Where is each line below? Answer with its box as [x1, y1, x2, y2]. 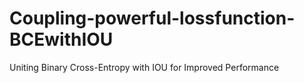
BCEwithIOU [9, 28, 114, 51]
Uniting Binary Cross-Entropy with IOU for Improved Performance [9, 61, 280, 73]
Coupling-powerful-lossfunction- [9, 7, 296, 30]
